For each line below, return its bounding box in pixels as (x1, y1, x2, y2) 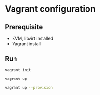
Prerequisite (5, 23, 43, 31)
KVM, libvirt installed (12, 35, 53, 41)
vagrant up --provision (5, 85, 53, 90)
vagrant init (5, 67, 31, 72)
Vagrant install (12, 41, 41, 47)
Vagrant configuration (5, 3, 96, 15)
